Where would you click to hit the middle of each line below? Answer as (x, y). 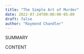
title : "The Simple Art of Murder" (42, 10)
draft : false (19, 19)
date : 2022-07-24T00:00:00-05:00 (40, 14)
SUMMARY (17, 38)
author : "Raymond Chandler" (34, 24)
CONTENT (16, 47)
